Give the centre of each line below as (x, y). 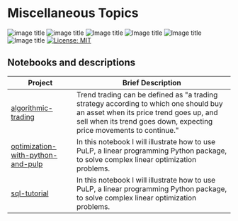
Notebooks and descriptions (72, 63)
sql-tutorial (30, 193)
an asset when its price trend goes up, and (147, 112)
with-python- (34, 155)
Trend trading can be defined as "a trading (147, 95)
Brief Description (152, 82)
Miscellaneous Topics (73, 13)
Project (40, 82)
